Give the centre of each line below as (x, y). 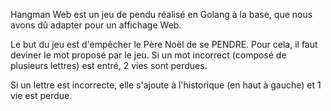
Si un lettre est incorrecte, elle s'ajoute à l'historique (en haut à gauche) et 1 (166, 85)
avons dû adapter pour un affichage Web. (96, 25)
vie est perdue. (41, 95)
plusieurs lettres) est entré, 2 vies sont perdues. (109, 65)
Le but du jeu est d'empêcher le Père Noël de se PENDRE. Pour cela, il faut (164, 44)
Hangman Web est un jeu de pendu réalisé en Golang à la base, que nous (161, 14)
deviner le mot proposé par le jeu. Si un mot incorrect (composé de (148, 55)
